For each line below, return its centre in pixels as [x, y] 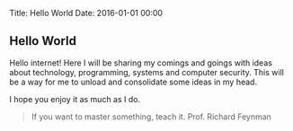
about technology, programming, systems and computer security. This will [147, 72]
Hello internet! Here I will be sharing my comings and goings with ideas [141, 63]
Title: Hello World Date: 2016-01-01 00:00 [86, 13]
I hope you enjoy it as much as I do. [75, 99]
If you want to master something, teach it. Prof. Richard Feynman [151, 117]
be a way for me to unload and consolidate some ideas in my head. [133, 82]
